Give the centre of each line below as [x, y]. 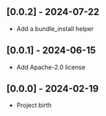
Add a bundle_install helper [55, 28]
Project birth [34, 105]
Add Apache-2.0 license [51, 67]
